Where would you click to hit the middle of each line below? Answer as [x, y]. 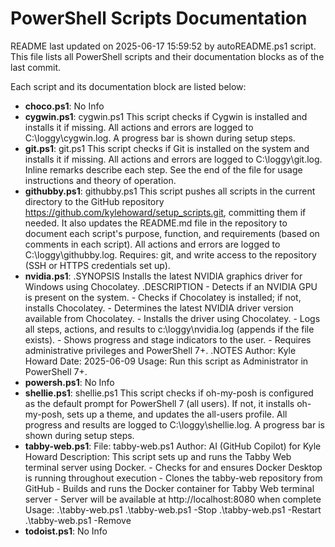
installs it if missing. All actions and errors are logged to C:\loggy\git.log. [173, 159]
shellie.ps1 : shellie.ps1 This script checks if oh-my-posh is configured [169, 393]
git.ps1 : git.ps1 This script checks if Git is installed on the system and [167, 148]
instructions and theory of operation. [100, 180]
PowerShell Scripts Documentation [159, 18]
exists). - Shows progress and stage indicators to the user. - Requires [168, 339]
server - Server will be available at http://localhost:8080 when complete [173, 499]
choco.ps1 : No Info [64, 106]
